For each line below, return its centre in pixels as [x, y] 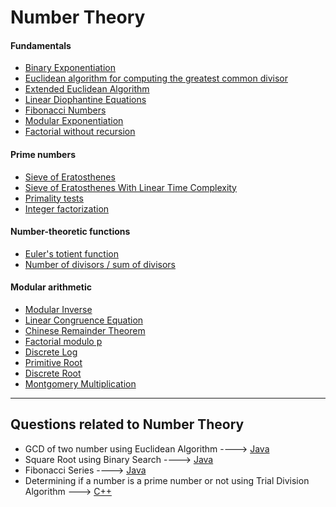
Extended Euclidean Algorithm [87, 89]
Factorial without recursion [80, 132]
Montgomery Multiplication [80, 384]
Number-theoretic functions [70, 232]
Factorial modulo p [63, 341]
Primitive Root [53, 362]
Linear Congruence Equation [84, 320]
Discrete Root [53, 373]
